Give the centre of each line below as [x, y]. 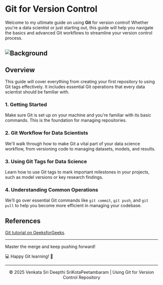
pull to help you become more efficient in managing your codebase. [73, 206]
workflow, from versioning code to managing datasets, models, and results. [80, 149]
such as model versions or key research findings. [54, 177]
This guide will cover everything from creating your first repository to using [80, 82]
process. [14, 38]
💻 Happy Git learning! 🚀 [29, 256]
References [23, 221]
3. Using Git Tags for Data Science [46, 161]
